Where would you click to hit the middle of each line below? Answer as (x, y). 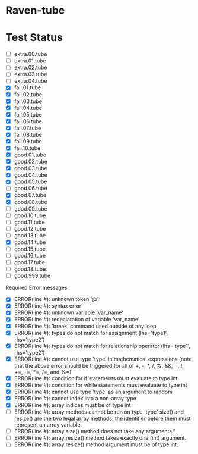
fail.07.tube (28, 128)
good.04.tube (31, 175)
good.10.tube (30, 215)
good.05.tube (31, 181)
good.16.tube (30, 256)
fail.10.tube (27, 148)
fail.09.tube (28, 141)
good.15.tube (30, 249)
